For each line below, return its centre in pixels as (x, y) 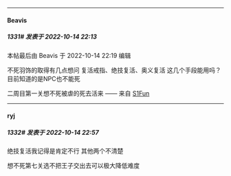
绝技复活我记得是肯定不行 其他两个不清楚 (65, 151)
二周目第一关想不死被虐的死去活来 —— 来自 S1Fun (78, 93)
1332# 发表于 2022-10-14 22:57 (53, 132)
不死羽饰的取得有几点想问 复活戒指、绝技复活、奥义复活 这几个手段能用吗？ (114, 70)
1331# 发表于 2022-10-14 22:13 (52, 37)
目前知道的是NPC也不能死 (44, 78)
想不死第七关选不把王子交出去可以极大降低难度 (73, 166)
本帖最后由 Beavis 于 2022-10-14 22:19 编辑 (69, 55)
